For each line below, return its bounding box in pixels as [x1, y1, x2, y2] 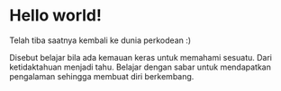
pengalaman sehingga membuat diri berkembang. [9, 70, 195, 81]
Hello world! [9, 5, 102, 26]
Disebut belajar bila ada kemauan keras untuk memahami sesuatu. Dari [9, 52, 273, 62]
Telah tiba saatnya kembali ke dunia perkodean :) [9, 35, 192, 45]
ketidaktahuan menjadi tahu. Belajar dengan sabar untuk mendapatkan [9, 62, 272, 72]
